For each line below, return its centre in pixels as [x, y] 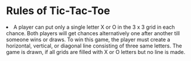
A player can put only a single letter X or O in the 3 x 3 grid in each [94, 27]
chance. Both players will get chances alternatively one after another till [93, 33]
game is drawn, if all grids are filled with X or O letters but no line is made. [96, 52]
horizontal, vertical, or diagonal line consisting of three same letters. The [94, 46]
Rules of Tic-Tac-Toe [58, 11]
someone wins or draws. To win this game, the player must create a [88, 39]
